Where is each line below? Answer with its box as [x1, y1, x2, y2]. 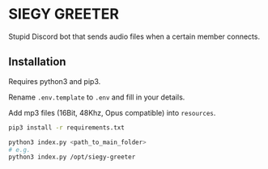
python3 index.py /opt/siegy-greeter [8, 153, 136, 162]
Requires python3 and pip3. [8, 76, 101, 86]
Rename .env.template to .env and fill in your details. [8, 92, 185, 102]
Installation [8, 55, 66, 69]
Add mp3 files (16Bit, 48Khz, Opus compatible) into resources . [8, 108, 216, 117]
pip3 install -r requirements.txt [8, 123, 125, 132]
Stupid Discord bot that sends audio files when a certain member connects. [8, 32, 261, 41]
